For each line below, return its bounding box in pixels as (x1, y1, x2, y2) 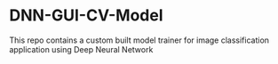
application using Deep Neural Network (9, 44, 154, 54)
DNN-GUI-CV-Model (9, 5, 163, 26)
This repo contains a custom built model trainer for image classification (9, 35, 269, 45)
